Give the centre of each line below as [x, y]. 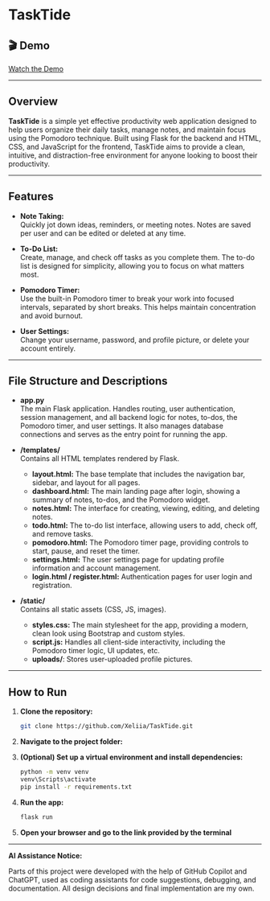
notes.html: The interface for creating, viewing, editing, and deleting [145, 508]
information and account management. [96, 568]
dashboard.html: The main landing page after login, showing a [136, 492]
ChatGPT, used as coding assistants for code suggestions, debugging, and [133, 879]
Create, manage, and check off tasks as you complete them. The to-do [137, 257]
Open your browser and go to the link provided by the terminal [126, 832]
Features [31, 197]
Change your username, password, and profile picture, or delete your [135, 339]
